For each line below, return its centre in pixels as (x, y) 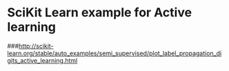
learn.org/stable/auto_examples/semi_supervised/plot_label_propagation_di (114, 53)
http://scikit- (36, 46)
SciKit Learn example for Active (99, 13)
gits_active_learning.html (42, 60)
